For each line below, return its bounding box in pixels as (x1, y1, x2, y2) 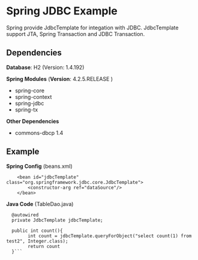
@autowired (11, 211, 39, 218)
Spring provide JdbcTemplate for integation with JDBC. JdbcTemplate (6, 24, 179, 31)
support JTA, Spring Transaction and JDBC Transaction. (6, 30, 145, 37)
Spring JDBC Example (6, 4, 118, 18)
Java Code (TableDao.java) (6, 200, 74, 207)
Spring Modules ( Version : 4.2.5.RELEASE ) (6, 75, 113, 82)
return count (28, 243, 61, 249)
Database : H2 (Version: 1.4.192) (6, 64, 85, 71)
